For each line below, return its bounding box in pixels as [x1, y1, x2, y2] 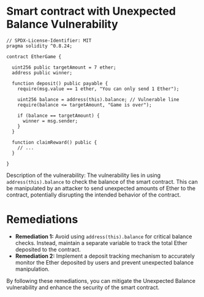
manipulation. [15, 265, 50, 273]
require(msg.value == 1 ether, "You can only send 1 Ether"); [17, 86, 179, 92]
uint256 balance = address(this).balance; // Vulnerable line [17, 96, 179, 102]
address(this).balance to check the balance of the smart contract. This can [6, 178, 198, 185]
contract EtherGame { [6, 53, 62, 59]
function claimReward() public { [12, 139, 97, 145]
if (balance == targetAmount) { [17, 112, 100, 119]
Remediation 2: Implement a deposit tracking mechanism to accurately [15, 252, 195, 260]
